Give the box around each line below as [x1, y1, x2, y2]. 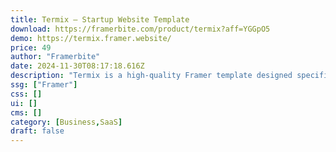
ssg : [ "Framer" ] [10, 80, 78, 90]
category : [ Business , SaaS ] [10, 117, 123, 127]
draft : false [10, 126, 65, 136]
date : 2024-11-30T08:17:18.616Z [10, 61, 145, 71]
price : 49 [10, 42, 52, 53]
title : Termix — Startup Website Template [10, 14, 190, 25]
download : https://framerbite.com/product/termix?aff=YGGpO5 [10, 24, 271, 34]
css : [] [10, 89, 43, 99]
